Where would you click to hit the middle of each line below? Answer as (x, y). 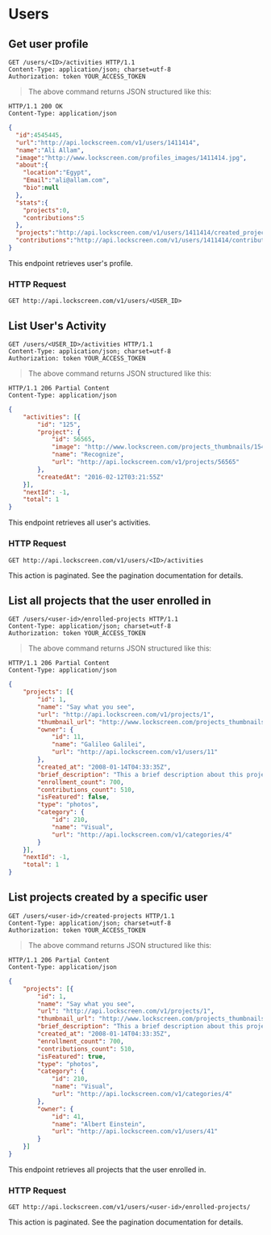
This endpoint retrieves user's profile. (71, 263)
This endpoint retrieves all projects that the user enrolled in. (107, 1170)
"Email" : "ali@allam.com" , (67, 180)
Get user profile (48, 44)
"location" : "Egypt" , (57, 173)
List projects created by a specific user (108, 898)
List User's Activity (57, 325)
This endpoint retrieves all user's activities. (79, 523)
